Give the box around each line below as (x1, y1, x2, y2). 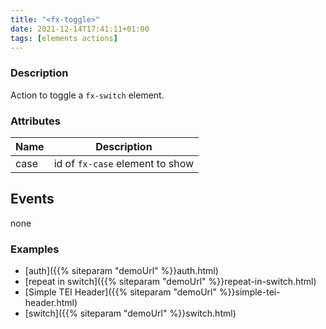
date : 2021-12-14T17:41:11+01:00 (10, 24, 150, 34)
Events (10, 191, 55, 208)
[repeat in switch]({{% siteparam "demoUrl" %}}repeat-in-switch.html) (24, 276, 317, 288)
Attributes (10, 114, 61, 128)
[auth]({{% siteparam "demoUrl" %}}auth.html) (24, 265, 219, 277)
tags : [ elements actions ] (10, 33, 118, 43)
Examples (10, 242, 60, 256)
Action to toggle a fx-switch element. (10, 89, 165, 101)
